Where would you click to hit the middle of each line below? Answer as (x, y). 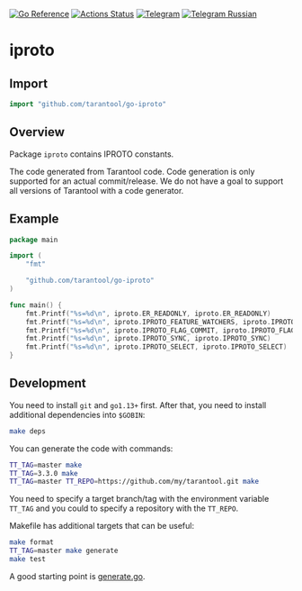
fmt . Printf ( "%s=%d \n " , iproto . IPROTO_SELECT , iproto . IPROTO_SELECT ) (156, 347)
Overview (37, 132)
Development (48, 383)
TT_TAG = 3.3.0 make (44, 473)
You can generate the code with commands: (91, 448)
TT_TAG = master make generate (64, 551)
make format (31, 542)
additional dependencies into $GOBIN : (77, 414)
